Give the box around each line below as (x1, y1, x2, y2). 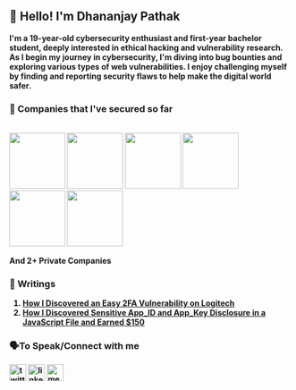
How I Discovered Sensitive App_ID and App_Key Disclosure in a (21, 308, 266, 318)
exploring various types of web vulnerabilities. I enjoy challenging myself (9, 61, 288, 72)
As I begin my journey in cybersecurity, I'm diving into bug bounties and (9, 51, 283, 63)
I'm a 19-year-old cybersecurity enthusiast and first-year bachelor (9, 32, 262, 43)
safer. (9, 80, 32, 90)
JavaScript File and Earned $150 (21, 317, 145, 327)
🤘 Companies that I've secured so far (9, 102, 173, 114)
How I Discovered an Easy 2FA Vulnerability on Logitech (21, 298, 235, 309)
